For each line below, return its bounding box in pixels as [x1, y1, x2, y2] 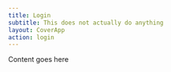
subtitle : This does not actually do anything [8, 19, 164, 27]
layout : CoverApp [8, 26, 65, 34]
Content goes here [8, 55, 69, 64]
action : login [8, 33, 55, 41]
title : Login [8, 11, 51, 20]
